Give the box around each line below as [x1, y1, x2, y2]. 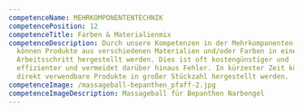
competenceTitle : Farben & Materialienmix [8, 30, 172, 39]
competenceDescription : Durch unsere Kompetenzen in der [8, 38, 229, 48]
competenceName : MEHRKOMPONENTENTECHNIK [8, 13, 164, 23]
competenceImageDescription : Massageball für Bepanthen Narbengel [8, 89, 265, 98]
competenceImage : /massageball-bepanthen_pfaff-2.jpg [8, 80, 217, 89]
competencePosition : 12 [8, 22, 99, 31]
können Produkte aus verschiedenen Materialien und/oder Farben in [16, 47, 278, 56]
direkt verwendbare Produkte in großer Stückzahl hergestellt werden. [16, 72, 289, 81]
